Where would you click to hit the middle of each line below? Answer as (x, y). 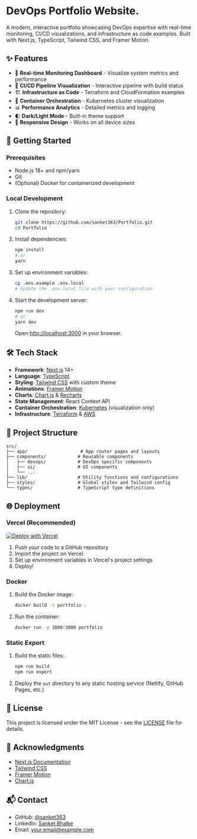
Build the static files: (39, 656)
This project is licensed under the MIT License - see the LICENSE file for (94, 722)
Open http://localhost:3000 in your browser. (68, 333)
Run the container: (37, 616)
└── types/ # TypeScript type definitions (80, 488)
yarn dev (25, 322)
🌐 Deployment (33, 506)
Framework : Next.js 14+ (44, 370)
